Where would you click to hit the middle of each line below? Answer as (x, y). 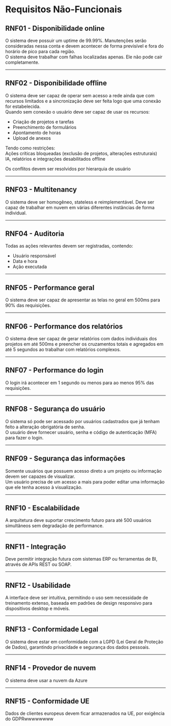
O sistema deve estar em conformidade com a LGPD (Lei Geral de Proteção (84, 642)
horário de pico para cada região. (40, 51)
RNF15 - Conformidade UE (48, 701)
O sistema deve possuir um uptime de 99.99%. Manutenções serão (76, 40)
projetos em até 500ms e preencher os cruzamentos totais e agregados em (84, 344)
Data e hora (25, 261)
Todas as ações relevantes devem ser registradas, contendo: (69, 246)
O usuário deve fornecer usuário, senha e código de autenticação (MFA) (81, 432)
